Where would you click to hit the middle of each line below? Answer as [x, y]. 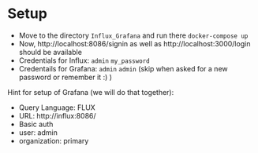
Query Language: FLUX [57, 107]
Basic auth [36, 124]
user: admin [38, 132]
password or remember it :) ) [65, 77]
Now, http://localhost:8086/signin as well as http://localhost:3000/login [135, 43]
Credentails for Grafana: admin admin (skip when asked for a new [123, 68]
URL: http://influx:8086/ [57, 115]
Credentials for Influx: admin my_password [84, 60]
